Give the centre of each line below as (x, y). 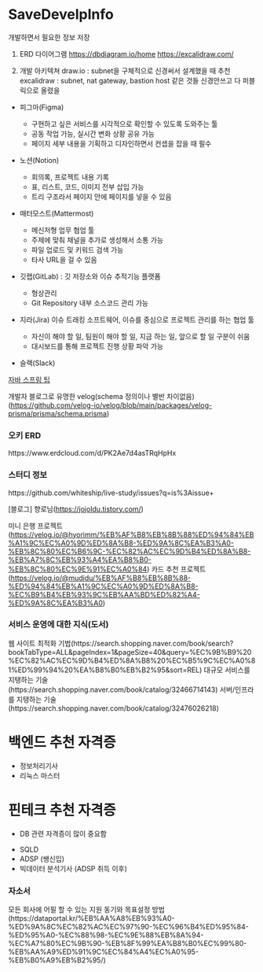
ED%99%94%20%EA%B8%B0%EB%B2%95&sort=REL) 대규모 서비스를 (134, 670)
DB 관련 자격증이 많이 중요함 (63, 833)
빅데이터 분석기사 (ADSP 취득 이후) (73, 868)
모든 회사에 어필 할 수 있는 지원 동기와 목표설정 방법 (86, 909)
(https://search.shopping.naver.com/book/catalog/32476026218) (114, 708)
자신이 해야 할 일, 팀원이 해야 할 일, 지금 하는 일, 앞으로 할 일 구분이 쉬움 (141, 336)
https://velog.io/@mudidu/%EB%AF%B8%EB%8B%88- (101, 578)
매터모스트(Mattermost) (57, 213)
